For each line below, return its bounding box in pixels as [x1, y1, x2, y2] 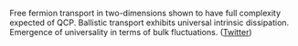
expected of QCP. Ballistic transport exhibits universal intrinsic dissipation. [9, 17, 290, 28]
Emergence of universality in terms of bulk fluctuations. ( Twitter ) [9, 27, 253, 37]
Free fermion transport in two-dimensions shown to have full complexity [9, 8, 282, 18]
